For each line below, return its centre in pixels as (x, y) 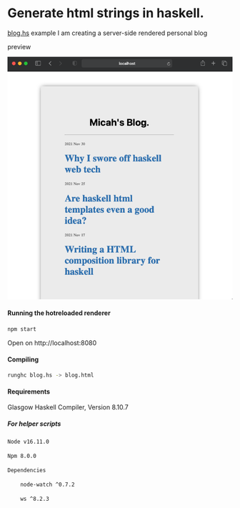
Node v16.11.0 (29, 442)
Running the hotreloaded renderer (59, 313)
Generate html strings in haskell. (106, 13)
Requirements (29, 392)
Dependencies (27, 470)
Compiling (23, 359)
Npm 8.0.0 (22, 456)
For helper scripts (34, 424)
